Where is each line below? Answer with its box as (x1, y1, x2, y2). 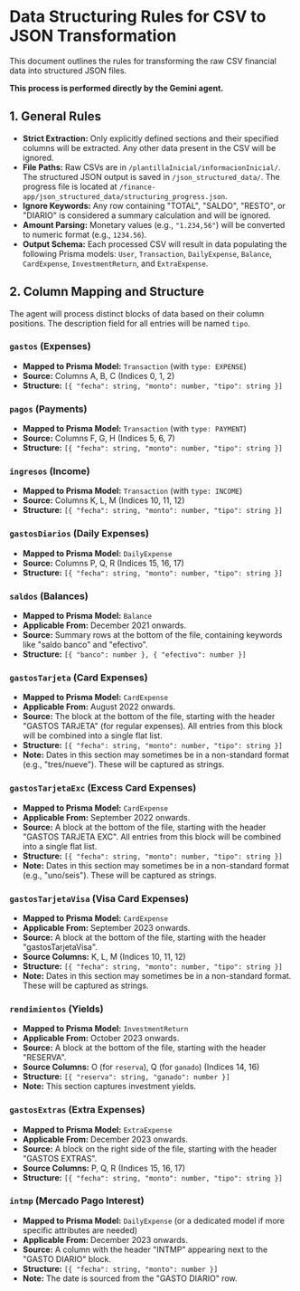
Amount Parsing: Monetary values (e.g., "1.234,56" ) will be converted (22, 219, 286, 230)
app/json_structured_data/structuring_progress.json (22, 192, 226, 201)
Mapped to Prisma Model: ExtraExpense (22, 1124, 173, 1134)
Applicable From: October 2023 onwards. (22, 1033, 180, 1044)
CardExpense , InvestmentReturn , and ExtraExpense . (22, 258, 209, 269)
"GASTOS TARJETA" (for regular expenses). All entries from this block (22, 721, 283, 732)
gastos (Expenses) (9, 340, 92, 353)
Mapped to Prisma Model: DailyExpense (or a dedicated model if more (22, 1215, 285, 1226)
